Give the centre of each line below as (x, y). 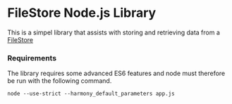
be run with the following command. (60, 81)
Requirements (32, 58)
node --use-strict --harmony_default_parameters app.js (91, 94)
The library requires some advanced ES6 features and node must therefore (116, 73)
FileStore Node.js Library (82, 13)
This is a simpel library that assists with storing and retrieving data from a (114, 32)
